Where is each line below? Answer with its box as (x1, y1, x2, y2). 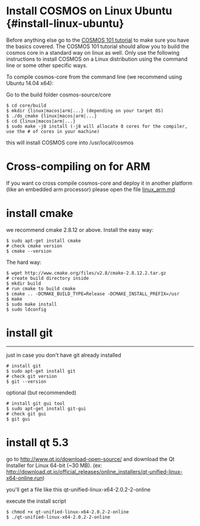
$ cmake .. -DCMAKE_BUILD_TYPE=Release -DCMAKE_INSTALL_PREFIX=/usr (6, 291, 180, 297)
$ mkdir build (6, 281, 42, 286)
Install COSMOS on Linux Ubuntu (6, 4, 173, 18)
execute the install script (6, 497, 67, 505)
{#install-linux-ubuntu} (6, 17, 124, 30)
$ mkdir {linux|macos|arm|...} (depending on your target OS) (6, 108, 164, 114)
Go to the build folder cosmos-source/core (6, 91, 111, 98)
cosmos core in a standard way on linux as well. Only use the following (6, 49, 180, 56)
